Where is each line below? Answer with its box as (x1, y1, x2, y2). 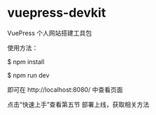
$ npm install (7, 57, 45, 66)
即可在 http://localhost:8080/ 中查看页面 (7, 85, 123, 93)
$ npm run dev (7, 71, 50, 79)
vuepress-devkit (7, 5, 106, 21)
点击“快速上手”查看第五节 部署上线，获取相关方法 (7, 100, 150, 109)
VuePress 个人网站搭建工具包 (7, 29, 92, 37)
